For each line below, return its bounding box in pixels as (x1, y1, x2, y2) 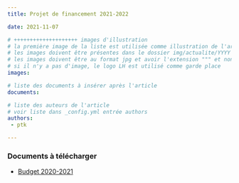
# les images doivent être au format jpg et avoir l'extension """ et (7, 56, 221, 63)
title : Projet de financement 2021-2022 (7, 10, 129, 18)
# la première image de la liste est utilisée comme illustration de (7, 43, 218, 50)
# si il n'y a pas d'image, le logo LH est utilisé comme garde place (7, 63, 221, 70)
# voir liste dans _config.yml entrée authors (7, 108, 148, 115)
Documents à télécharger (7, 151, 97, 161)
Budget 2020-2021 (17, 167, 73, 176)
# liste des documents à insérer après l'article (7, 82, 158, 89)
